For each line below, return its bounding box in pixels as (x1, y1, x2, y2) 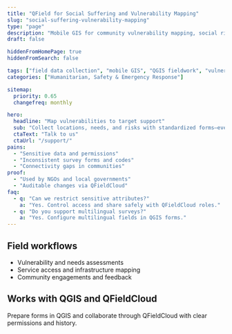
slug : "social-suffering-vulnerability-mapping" (7, 17, 150, 24)
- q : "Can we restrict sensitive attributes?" (13, 195, 150, 202)
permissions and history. (7, 319, 77, 327)
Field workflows (7, 240, 78, 252)
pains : (7, 143, 26, 151)
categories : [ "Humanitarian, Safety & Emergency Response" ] (7, 73, 184, 80)
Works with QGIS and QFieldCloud (7, 293, 157, 305)
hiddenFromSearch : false (7, 55, 79, 62)
